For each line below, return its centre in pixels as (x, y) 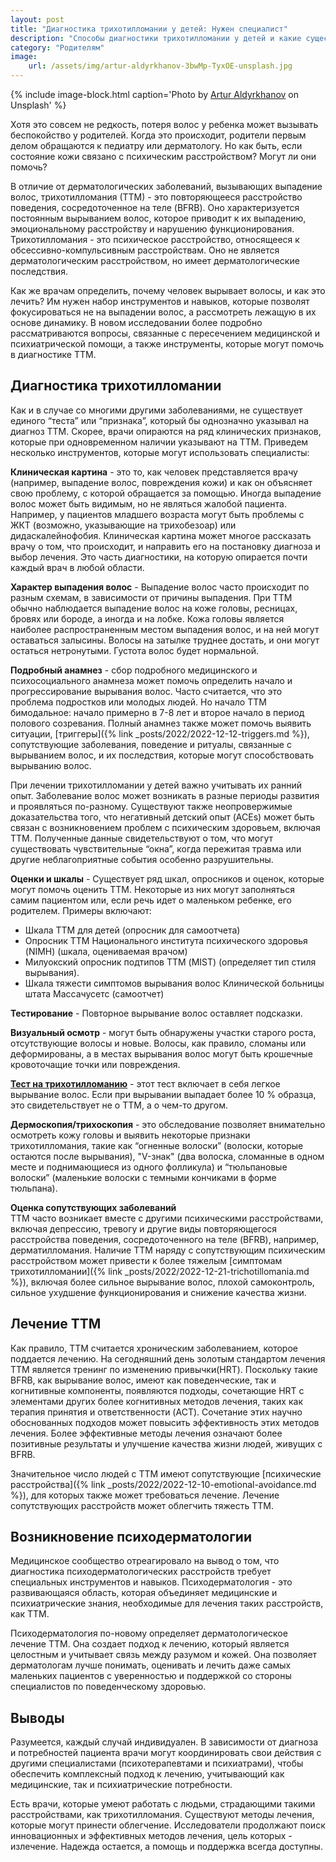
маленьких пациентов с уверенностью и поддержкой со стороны (151, 1676)
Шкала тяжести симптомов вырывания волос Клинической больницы (174, 983)
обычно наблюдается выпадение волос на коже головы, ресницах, (154, 608)
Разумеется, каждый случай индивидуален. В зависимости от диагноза (164, 1742)
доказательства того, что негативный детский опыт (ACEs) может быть (162, 817)
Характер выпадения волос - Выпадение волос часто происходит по (160, 587)
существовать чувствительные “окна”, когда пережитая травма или (156, 848)
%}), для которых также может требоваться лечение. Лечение (145, 1495)
